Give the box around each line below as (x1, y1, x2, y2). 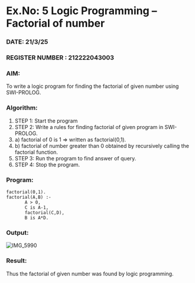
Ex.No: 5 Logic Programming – (6, 4, 157, 18)
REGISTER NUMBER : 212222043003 (6, 54, 114, 62)
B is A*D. (24, 215, 49, 221)
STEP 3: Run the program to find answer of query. (14, 154, 136, 162)
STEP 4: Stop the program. (14, 161, 80, 168)
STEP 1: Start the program (14, 117, 78, 124)
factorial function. (14, 149, 58, 156)
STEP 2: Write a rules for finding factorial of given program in (14, 123, 164, 130)
